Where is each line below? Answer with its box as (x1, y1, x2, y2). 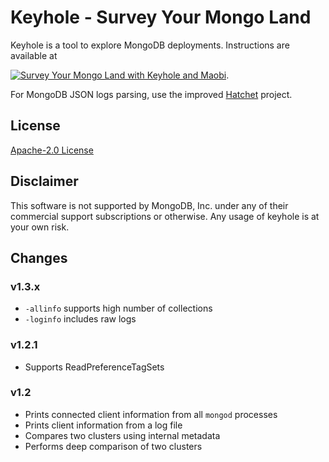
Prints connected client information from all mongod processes (24, 408, 278, 420)
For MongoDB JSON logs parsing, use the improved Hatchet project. (10, 88, 293, 100)
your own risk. (10, 221, 70, 233)
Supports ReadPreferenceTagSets (24, 361, 165, 373)
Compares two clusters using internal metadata (24, 429, 221, 441)
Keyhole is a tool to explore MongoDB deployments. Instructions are (10, 39, 290, 51)
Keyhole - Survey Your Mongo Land (10, 6, 312, 29)
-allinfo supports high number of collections (24, 302, 213, 315)
